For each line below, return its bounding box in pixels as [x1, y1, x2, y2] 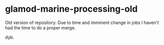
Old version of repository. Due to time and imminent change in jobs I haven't [5, 20, 159, 25]
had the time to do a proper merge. [5, 24, 76, 30]
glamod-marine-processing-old [5, 3, 138, 15]
